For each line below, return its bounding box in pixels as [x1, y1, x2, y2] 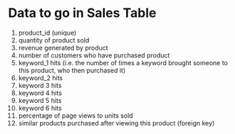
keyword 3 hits [18, 81, 63, 89]
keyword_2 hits [18, 73, 63, 82]
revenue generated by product [18, 43, 109, 52]
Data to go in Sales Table [8, 5, 157, 21]
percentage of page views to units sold [18, 111, 134, 120]
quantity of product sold [18, 35, 90, 44]
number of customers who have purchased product [18, 51, 170, 60]
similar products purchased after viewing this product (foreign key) [18, 118, 215, 127]
